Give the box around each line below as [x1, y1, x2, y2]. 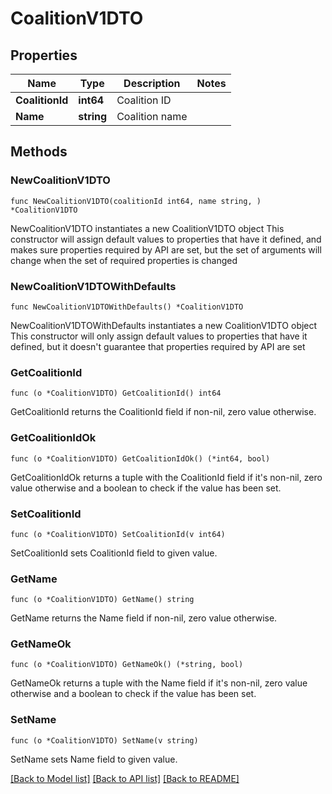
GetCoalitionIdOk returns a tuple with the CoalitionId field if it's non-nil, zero [10, 471, 323, 483]
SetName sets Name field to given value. [10, 753, 178, 765]
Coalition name [116, 110, 188, 123]
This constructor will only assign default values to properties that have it [10, 330, 308, 342]
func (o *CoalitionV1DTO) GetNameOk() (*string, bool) [10, 660, 244, 670]
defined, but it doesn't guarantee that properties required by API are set [10, 340, 306, 352]
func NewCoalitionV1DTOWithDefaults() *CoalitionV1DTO [10, 302, 244, 312]
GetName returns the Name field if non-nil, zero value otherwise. [10, 612, 278, 624]
